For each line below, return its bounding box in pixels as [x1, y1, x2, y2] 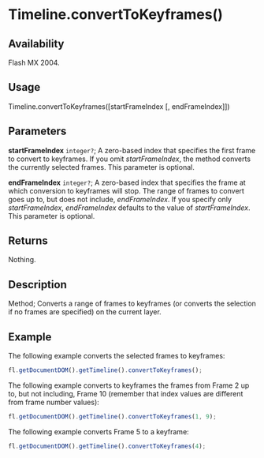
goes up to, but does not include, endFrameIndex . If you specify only [8, 194, 232, 204]
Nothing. [8, 255, 37, 265]
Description [8, 278, 67, 291]
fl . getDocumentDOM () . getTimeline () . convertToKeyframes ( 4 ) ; [8, 442, 206, 450]
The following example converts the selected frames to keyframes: [8, 351, 225, 361]
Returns [8, 235, 49, 248]
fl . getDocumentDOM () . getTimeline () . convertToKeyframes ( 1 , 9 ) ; [8, 412, 217, 420]
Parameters [8, 125, 67, 138]
